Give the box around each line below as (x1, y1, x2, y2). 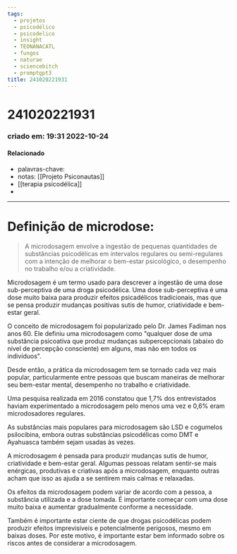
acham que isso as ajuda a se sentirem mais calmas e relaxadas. (7, 474, 195, 482)
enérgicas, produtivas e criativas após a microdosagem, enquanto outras (7, 466, 220, 475)
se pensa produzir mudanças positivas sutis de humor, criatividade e (7, 301, 207, 309)
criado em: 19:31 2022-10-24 (7, 131, 109, 141)
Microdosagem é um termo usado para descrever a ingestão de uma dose (7, 278, 223, 287)
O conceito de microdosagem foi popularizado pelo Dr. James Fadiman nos (7, 322, 227, 330)
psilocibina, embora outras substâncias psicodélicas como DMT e (7, 430, 199, 438)
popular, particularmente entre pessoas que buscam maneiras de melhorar (7, 373, 225, 381)
